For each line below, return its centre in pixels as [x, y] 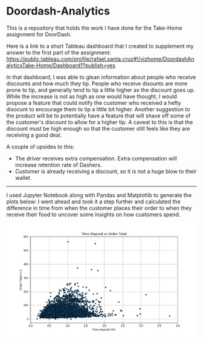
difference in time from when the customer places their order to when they [99, 208]
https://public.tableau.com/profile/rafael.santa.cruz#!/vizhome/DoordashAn [100, 59]
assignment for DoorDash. [39, 34]
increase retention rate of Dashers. [58, 165]
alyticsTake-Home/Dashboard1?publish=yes [61, 65]
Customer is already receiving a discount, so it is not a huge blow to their [106, 171]
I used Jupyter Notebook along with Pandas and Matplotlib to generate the [99, 195]
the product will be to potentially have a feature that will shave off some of [98, 116]
